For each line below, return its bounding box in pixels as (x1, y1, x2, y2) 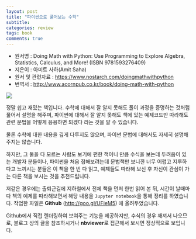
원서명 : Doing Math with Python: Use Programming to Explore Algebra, (14, 53, 185, 59)
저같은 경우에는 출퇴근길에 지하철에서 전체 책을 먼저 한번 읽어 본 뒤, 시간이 (6, 185, 174, 192)
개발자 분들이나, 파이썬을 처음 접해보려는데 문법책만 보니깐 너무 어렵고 (12, 158, 171, 165)
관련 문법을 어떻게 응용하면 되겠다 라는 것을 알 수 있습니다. (6, 119, 139, 126)
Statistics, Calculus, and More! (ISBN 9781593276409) (14, 59, 146, 66)
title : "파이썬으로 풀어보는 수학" (6, 14, 80, 20)
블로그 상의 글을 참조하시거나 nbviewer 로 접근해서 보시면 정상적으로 (13, 220, 170, 226)
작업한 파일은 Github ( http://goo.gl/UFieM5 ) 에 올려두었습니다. (13, 200, 160, 206)
